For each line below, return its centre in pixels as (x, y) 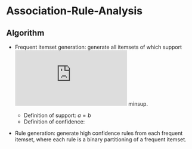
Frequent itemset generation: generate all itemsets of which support (98, 47)
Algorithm (25, 33)
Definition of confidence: (54, 122)
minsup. (138, 104)
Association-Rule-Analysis (75, 11)
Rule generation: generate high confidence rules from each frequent (99, 133)
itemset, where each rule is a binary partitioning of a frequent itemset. (100, 140)
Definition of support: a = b (57, 115)
